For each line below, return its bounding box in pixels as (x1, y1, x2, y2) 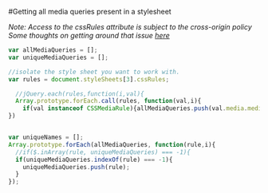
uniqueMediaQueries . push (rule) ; (22, 163, 130, 171)
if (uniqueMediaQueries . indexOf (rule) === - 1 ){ (15, 156, 173, 163)
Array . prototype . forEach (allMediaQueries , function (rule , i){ (8, 140, 216, 148)
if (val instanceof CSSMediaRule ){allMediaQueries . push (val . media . (22, 104, 248, 112)
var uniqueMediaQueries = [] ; (8, 53, 109, 61)
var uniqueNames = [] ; (8, 133, 84, 141)
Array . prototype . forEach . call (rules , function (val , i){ (15, 97, 202, 105)
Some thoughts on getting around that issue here (8, 31, 170, 40)
